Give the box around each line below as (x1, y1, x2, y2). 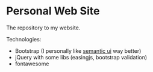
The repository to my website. (6, 24, 81, 31)
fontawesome (14, 60, 49, 67)
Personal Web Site (6, 4, 100, 18)
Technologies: (6, 35, 42, 43)
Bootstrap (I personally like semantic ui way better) (14, 47, 142, 55)
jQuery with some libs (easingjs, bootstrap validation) (14, 53, 148, 61)
